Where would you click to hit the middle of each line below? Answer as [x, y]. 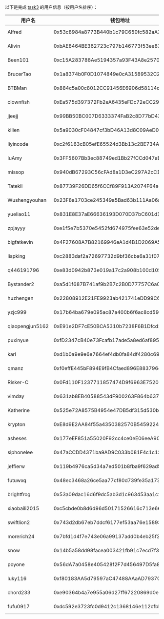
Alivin [14, 46]
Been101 [18, 60]
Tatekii [15, 186]
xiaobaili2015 [23, 508]
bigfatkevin [20, 242]
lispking [16, 256]
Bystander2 [21, 284]
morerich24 [21, 536]
